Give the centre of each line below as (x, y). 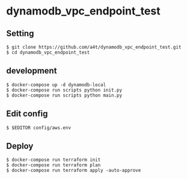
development (32, 71)
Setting (20, 33)
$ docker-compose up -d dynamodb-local (56, 85)
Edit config (27, 114)
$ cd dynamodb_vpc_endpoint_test (48, 52)
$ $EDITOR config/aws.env (38, 128)
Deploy (20, 146)
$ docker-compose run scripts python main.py (64, 95)
